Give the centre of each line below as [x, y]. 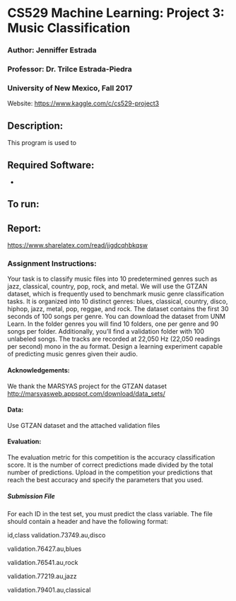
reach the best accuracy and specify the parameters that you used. [105, 480]
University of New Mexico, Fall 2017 [70, 88]
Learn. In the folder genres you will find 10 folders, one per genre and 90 [113, 324]
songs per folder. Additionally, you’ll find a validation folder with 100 [106, 332]
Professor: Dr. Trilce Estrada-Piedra [70, 69]
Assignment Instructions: [52, 264]
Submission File [31, 496]
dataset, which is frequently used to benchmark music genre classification [116, 294]
